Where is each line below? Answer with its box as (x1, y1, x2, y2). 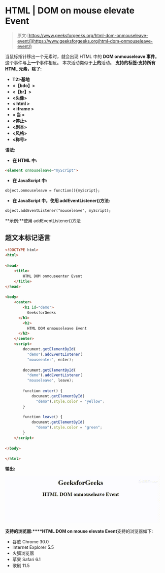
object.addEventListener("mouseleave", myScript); (5, 208, 111, 213)
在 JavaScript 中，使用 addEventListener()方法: (12, 197, 110, 203)
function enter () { (23, 388, 63, 393)
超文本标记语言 (5, 233, 51, 242)
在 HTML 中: (12, 157, 37, 163)
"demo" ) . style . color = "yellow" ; (36, 399, 105, 404)
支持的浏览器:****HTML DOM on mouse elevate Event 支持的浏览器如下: (5, 528, 153, 534)
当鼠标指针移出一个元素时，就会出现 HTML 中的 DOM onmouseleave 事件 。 (5, 53, 160, 59)
